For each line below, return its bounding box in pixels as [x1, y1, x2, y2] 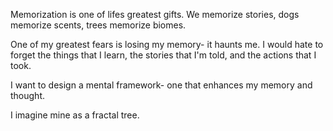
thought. [10, 90, 46, 101]
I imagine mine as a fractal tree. [10, 109, 140, 121]
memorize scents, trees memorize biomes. [10, 19, 187, 31]
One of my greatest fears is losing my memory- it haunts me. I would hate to [10, 39, 324, 50]
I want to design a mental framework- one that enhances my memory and [10, 79, 313, 91]
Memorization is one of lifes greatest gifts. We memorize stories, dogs [10, 9, 300, 20]
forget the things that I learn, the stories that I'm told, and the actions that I [10, 49, 317, 61]
